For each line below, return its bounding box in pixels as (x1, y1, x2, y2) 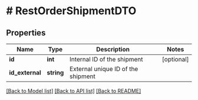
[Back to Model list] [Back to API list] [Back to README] (6, 88, 141, 94)
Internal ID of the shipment (70, 55, 143, 63)
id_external (9, 69, 41, 76)
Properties (6, 28, 46, 38)
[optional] (161, 55, 189, 63)
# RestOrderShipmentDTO (6, 4, 137, 18)
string (47, 69, 64, 76)
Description (96, 46, 130, 53)
